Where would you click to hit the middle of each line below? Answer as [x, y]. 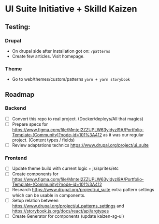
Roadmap [20, 95]
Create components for [35, 174]
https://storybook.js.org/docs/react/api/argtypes [60, 211]
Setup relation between [35, 200]
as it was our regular [123, 134]
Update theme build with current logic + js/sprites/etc [65, 168]
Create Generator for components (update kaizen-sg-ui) [68, 216]
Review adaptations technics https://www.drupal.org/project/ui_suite [80, 145]
